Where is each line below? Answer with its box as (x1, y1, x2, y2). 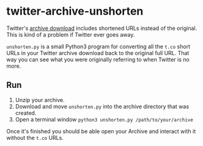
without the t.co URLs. (6, 134, 64, 141)
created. (15, 109, 37, 117)
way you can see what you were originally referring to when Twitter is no (6, 56, 190, 63)
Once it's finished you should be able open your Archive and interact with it (6, 127, 196, 135)
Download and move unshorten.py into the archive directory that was (15, 103, 190, 110)
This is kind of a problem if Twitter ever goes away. (6, 31, 135, 38)
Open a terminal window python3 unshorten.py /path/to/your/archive (15, 115, 194, 123)
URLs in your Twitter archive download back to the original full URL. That (6, 49, 190, 56)
